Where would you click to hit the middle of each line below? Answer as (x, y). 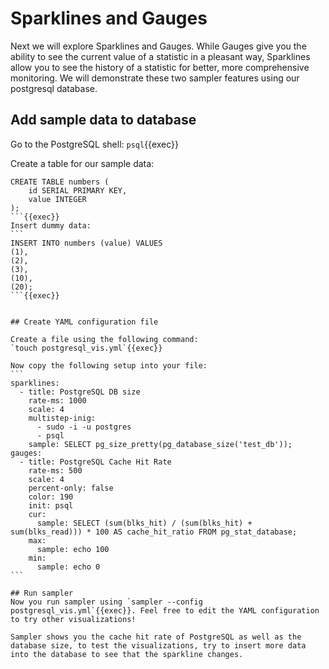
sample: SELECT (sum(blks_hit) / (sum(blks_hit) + (144, 523)
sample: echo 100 (73, 549)
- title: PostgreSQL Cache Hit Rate (95, 462)
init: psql (51, 505)
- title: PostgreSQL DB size (80, 392)
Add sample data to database (103, 120)
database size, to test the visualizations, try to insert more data (158, 645)
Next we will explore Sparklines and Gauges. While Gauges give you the (158, 46)
